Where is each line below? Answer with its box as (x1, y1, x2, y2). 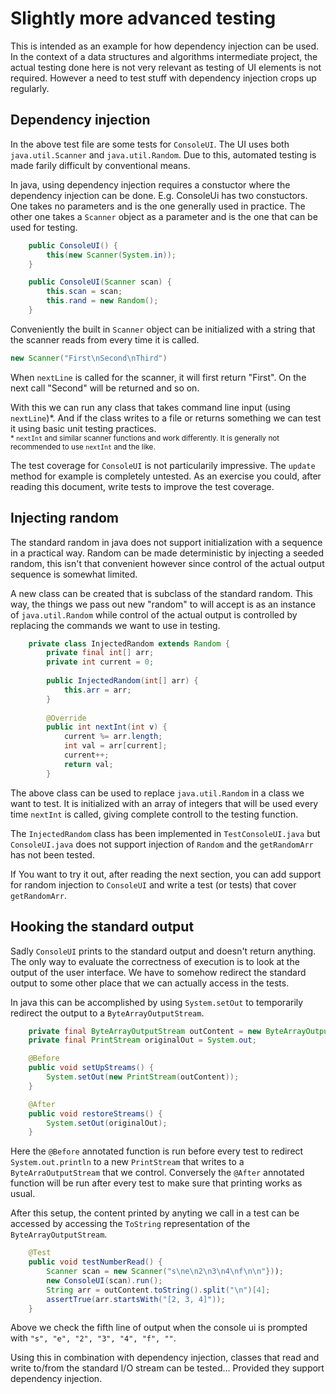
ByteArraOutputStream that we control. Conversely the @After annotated (10, 1167, 305, 1179)
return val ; (63, 759, 114, 769)
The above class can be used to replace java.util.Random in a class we (10, 787, 305, 799)
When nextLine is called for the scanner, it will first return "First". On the (10, 371, 307, 383)
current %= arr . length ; (63, 732, 163, 742)
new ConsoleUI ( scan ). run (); (46, 1275, 163, 1286)
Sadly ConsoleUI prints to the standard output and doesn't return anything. (10, 945, 317, 957)
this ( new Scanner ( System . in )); (46, 250, 177, 260)
